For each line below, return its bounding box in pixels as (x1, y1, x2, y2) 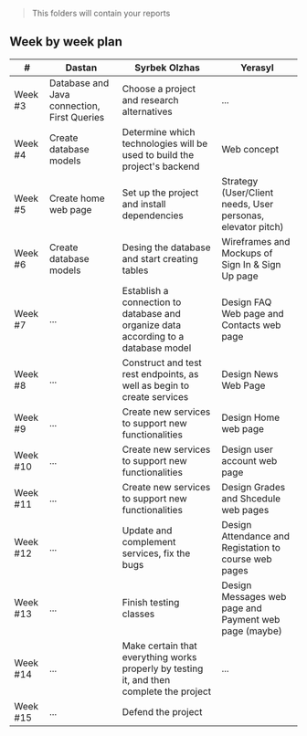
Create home (48, 192, 105, 205)
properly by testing (122, 662, 204, 675)
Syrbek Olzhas (134, 61, 201, 74)
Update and (122, 524, 173, 537)
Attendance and (221, 530, 291, 542)
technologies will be (122, 137, 208, 150)
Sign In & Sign (221, 258, 281, 270)
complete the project (122, 685, 212, 698)
